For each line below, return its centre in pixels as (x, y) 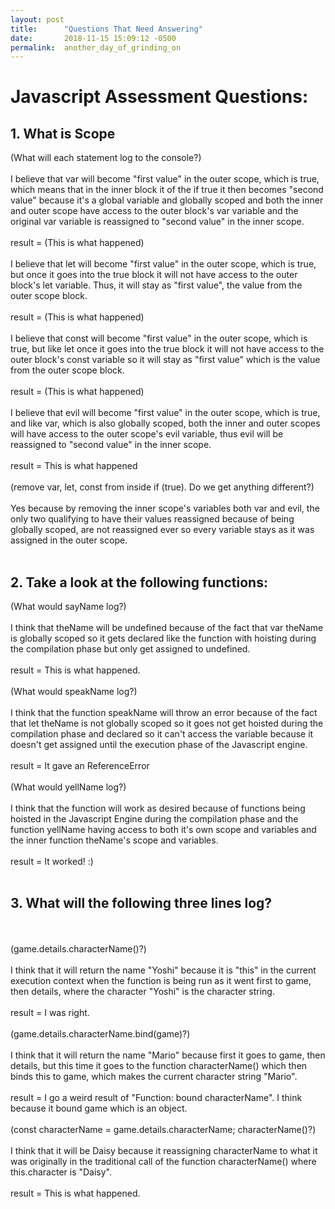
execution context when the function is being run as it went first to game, (161, 980)
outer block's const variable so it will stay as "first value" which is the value (165, 360)
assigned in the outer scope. (69, 540)
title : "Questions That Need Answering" (106, 29)
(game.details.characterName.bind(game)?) (100, 1033)
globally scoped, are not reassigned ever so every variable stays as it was (162, 530)
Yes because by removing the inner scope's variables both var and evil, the (165, 508)
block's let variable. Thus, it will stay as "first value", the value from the (156, 285)
